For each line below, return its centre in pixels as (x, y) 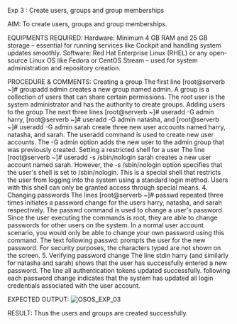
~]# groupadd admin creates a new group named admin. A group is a (109, 89)
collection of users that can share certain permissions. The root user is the (116, 97)
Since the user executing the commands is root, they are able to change (112, 217)
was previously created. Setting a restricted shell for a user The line (106, 150)
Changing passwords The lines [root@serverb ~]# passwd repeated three (115, 195)
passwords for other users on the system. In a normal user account (106, 225)
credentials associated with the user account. (74, 286)
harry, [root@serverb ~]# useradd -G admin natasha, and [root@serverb (114, 119)
